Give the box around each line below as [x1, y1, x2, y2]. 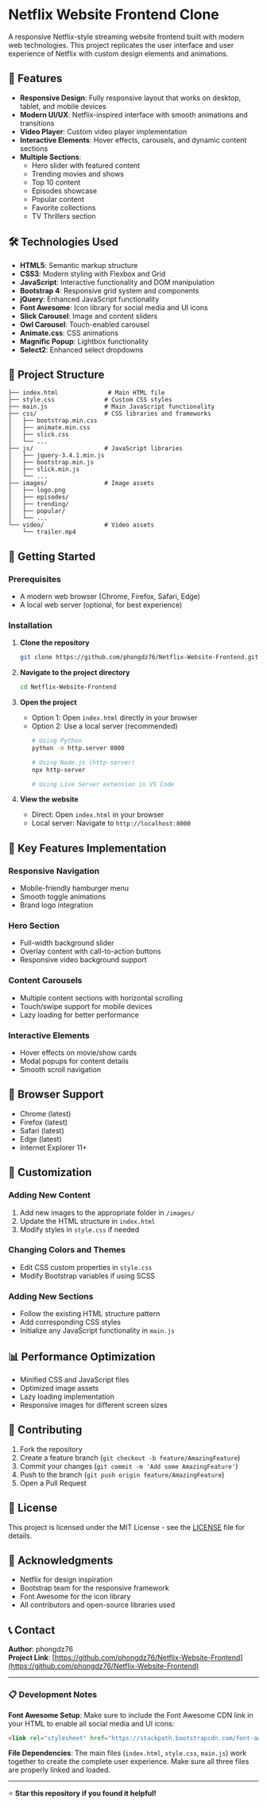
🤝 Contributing [8, 1423, 83, 1437]
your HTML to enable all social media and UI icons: [8, 1719, 175, 1728]
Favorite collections [31, 203, 96, 212]
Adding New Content [8, 1190, 91, 1201]
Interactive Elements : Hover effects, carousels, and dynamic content [19, 135, 247, 145]
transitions [19, 118, 55, 128]
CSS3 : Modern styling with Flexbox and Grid [19, 269, 166, 278]
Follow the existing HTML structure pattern [19, 1309, 161, 1319]
